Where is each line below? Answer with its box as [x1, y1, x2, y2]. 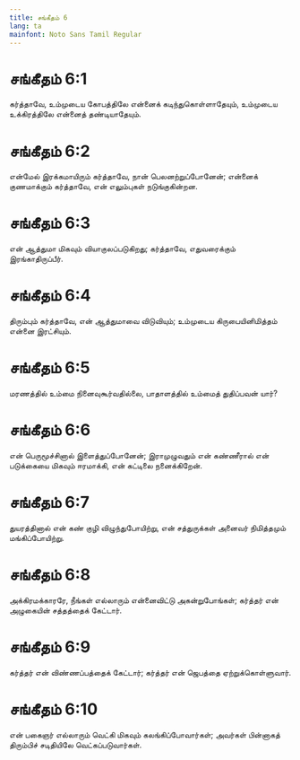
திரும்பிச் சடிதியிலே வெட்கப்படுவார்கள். [9, 739, 142, 750]
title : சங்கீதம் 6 [9, 13, 68, 22]
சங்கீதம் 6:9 [9, 637, 91, 658]
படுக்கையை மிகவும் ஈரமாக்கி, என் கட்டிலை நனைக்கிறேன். [9, 460, 203, 471]
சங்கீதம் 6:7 [9, 493, 90, 512]
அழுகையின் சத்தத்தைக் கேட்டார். [9, 605, 123, 616]
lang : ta [9, 22, 42, 31]
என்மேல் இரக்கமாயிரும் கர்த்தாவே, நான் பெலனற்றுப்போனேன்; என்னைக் [9, 171, 259, 182]
